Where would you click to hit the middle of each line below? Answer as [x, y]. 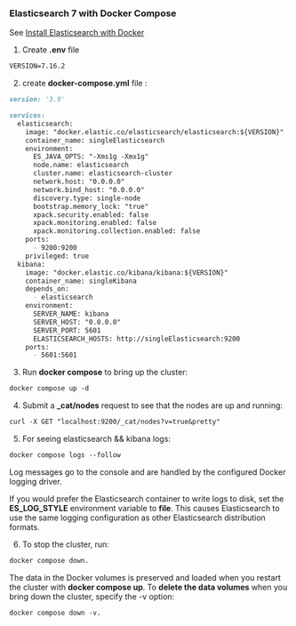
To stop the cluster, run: [65, 544]
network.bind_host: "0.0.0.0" [88, 189]
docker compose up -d [49, 389]
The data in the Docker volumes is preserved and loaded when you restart [145, 577]
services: [28, 116]
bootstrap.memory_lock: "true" [91, 206]
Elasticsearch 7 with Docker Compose [93, 13]
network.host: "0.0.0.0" [79, 182]
